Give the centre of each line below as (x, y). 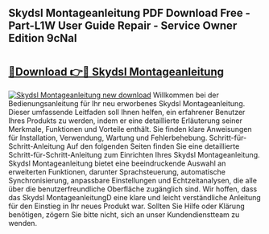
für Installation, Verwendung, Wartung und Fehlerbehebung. (108, 138)
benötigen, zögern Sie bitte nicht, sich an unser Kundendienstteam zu (124, 215)
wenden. (23, 223)
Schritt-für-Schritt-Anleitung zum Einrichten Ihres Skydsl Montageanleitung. (134, 155)
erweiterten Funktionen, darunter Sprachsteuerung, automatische (117, 172)
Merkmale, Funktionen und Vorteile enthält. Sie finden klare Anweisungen (130, 129)
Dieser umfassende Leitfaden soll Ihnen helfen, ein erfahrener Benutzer (127, 112)
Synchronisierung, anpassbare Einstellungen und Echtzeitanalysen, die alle (133, 181)
